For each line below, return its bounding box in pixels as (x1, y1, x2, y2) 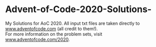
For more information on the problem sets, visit (5, 31, 102, 37)
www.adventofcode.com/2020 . (5, 36, 70, 42)
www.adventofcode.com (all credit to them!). (5, 25, 98, 31)
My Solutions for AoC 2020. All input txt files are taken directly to (5, 20, 140, 26)
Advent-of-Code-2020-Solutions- (5, 4, 152, 15)
